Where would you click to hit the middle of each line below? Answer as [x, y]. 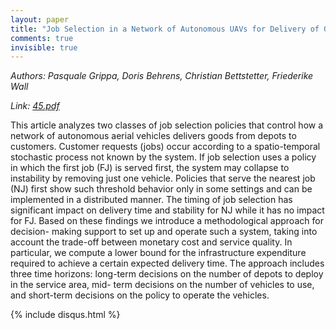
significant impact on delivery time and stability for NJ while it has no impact [167, 210]
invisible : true [44, 47]
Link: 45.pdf [35, 106]
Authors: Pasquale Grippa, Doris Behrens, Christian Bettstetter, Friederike [162, 76]
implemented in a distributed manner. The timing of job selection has [151, 200]
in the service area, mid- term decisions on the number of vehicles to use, [162, 285]
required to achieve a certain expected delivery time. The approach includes [167, 263]
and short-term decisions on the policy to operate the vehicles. [140, 295]
